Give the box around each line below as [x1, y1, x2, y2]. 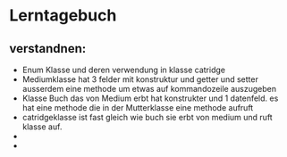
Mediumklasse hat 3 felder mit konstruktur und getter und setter [21, 74, 259, 85]
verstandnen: [9, 41, 87, 56]
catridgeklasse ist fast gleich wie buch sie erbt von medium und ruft [21, 112, 273, 122]
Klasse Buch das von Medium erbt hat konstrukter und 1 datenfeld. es [21, 93, 279, 103]
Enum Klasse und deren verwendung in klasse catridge [21, 64, 226, 75]
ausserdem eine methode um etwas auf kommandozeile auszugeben [21, 84, 277, 94]
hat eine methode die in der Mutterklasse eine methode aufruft [21, 103, 254, 112]
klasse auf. [21, 121, 63, 132]
